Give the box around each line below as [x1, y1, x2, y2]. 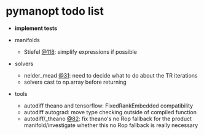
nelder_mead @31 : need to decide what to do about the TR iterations [23, 71, 198, 79]
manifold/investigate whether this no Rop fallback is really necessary [23, 121, 198, 129]
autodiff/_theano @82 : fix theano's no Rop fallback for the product [23, 115, 192, 122]
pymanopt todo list [6, 4, 104, 18]
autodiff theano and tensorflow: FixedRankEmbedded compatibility [23, 102, 194, 109]
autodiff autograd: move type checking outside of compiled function [23, 108, 197, 115]
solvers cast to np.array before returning [23, 78, 127, 86]
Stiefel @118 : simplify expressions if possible [23, 48, 138, 56]
